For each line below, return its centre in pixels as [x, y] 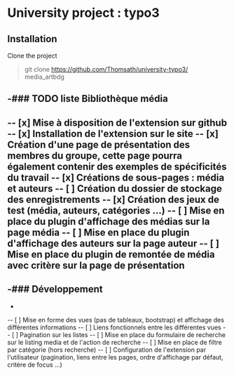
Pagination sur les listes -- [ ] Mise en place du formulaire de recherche [123, 334]
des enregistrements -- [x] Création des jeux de [113, 199]
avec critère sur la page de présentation [96, 265]
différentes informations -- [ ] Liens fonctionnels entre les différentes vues [115, 327]
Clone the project [32, 55]
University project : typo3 [83, 13]
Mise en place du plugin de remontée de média [111, 254]
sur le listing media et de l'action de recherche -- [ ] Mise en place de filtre [115, 342]
